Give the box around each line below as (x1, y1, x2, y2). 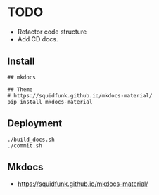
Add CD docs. (17, 34, 58, 43)
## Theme (7, 86, 33, 93)
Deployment (7, 117, 63, 130)
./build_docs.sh (7, 136, 55, 143)
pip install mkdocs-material (7, 98, 93, 105)
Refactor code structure (17, 27, 87, 36)
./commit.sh (7, 142, 42, 149)
